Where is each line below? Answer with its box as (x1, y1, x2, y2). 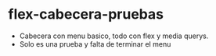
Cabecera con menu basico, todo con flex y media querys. (19, 31, 209, 40)
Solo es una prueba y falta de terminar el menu (19, 39, 171, 48)
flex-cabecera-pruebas (8, 5, 164, 23)
